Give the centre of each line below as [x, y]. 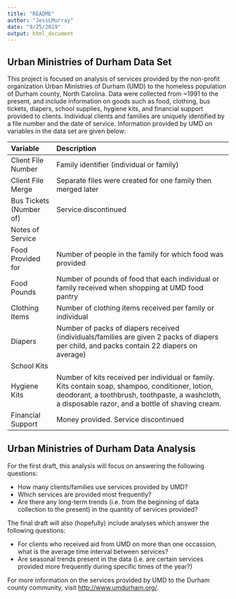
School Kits [29, 366]
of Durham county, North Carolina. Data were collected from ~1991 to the [113, 94]
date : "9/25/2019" [34, 27]
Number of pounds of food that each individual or [138, 279]
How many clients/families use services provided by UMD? [103, 487]
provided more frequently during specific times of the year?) [105, 566]
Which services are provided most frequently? [84, 494]
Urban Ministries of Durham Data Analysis [101, 449]
